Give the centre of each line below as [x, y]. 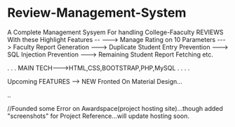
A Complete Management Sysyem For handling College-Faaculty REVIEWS [115, 32]
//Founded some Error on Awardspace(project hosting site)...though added [115, 108]
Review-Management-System [97, 13]
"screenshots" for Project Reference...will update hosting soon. [99, 116]
